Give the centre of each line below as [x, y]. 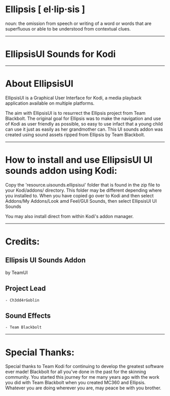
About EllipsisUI [39, 84]
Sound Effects [28, 315]
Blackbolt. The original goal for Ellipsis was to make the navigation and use [83, 118]
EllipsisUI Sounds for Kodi [60, 54]
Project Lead [26, 288]
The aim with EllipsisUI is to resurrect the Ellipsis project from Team [75, 113]
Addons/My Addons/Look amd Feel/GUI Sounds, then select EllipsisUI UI [81, 201]
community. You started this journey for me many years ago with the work [82, 377]
